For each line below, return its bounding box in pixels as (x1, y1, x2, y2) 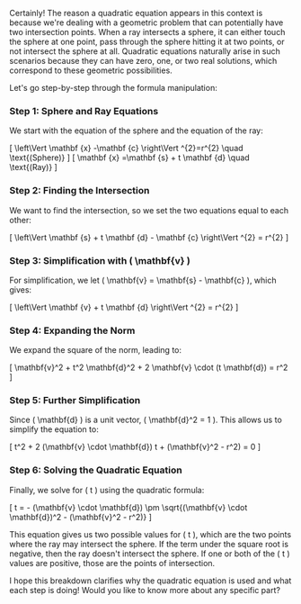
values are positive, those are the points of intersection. (9, 557, 216, 568)
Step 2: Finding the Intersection (9, 185, 150, 197)
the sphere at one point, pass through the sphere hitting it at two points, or (9, 36, 285, 47)
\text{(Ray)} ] (9, 162, 58, 173)
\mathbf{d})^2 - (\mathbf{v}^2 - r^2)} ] (9, 511, 153, 522)
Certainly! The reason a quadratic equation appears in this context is (9, 8, 263, 18)
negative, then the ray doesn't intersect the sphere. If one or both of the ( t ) (9, 548, 290, 559)
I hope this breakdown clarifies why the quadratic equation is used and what (9, 575, 292, 586)
